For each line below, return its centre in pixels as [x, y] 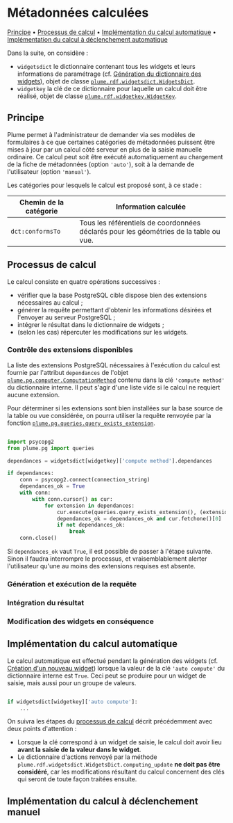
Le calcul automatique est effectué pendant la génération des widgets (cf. [113, 661]
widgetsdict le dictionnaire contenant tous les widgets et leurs [106, 66]
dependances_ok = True [52, 486]
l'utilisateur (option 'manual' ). [49, 171]
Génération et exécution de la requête [72, 584]
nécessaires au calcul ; [50, 302]
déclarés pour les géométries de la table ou [150, 231]
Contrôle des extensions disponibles [70, 350]
